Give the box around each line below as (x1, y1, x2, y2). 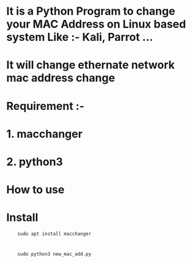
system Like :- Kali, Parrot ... (6, 31, 153, 44)
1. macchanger (6, 127, 83, 141)
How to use (6, 183, 65, 196)
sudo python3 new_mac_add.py (17, 251, 92, 258)
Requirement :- (6, 99, 84, 113)
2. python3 (6, 154, 63, 168)
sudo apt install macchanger (17, 231, 92, 237)
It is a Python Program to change (6, 4, 175, 18)
